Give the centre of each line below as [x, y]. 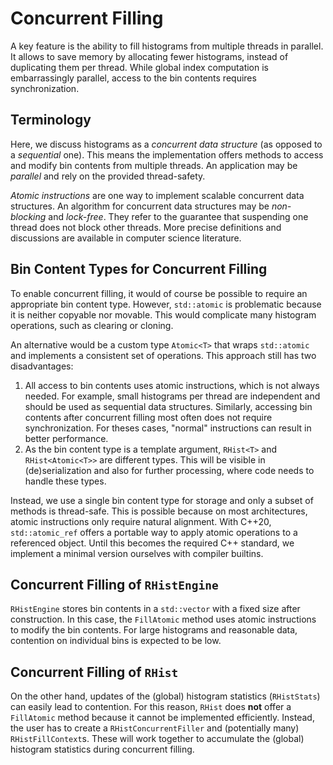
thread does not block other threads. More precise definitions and [146, 227]
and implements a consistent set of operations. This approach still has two [163, 355]
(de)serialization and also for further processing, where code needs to [169, 470]
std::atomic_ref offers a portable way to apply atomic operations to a [154, 532]
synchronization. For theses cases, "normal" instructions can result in [168, 428]
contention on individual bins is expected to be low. [116, 641]
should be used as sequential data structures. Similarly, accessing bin [168, 406]
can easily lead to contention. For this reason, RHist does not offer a [151, 707]
